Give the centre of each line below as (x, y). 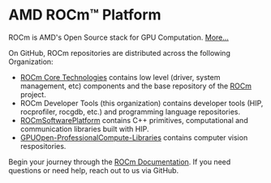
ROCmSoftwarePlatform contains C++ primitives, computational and (134, 120)
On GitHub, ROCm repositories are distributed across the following (120, 53)
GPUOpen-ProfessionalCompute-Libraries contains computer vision (134, 137)
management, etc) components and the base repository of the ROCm (136, 86)
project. (33, 94)
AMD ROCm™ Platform (85, 15)
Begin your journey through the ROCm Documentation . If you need (120, 162)
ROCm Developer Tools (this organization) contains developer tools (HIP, (142, 103)
